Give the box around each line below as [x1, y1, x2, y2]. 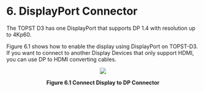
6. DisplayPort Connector [6, 4, 138, 18]
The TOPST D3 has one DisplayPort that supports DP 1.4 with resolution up [6, 24, 196, 32]
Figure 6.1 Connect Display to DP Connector [46, 79, 160, 86]
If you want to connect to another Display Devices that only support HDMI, [6, 49, 194, 56]
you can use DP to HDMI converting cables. [6, 55, 116, 63]
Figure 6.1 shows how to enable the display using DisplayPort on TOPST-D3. [6, 43, 198, 50]
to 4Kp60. [6, 30, 32, 38]
